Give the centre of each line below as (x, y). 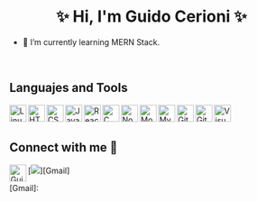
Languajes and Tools (69, 88)
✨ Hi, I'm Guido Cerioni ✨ (151, 17)
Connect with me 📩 (64, 147)
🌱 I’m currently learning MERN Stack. (91, 41)
